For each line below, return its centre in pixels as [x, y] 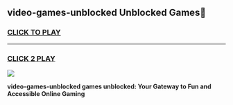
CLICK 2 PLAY [31, 58]
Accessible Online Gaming [46, 93]
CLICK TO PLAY [34, 32]
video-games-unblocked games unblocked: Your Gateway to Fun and [109, 86]
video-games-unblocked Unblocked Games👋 [107, 13]
